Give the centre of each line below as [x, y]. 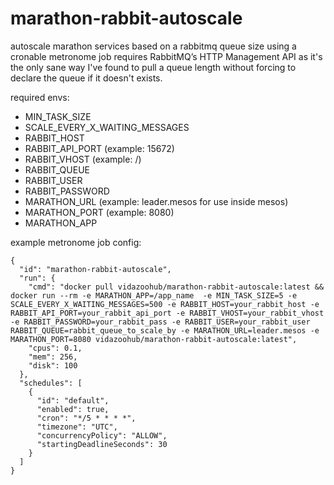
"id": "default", [73, 400]
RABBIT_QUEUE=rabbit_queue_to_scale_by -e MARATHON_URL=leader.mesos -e [165, 330]
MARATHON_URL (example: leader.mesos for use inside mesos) [156, 201]
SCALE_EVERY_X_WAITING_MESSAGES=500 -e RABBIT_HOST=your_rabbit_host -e [165, 304]
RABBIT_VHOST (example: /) [83, 159]
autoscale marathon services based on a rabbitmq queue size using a [153, 46]
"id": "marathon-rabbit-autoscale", [95, 269]
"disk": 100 [53, 365]
